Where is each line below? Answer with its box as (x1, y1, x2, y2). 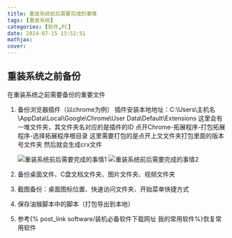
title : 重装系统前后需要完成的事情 (7, 10, 97, 17)
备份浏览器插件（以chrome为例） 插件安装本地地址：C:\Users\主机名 (17, 105, 215, 113)
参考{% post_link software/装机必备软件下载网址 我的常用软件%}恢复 (17, 214, 216, 223)
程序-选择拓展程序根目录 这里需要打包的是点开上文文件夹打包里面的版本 (17, 131, 225, 140)
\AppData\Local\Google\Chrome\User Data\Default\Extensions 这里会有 (17, 113, 223, 122)
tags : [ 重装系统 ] (7, 17, 54, 24)
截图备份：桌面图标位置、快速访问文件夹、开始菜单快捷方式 (17, 185, 189, 193)
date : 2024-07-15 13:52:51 (7, 29, 86, 37)
